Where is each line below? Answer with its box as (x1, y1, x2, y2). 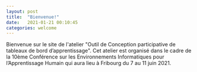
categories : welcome (6, 25, 57, 31)
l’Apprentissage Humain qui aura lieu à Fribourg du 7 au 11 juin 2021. (6, 60, 172, 67)
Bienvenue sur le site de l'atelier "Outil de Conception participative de (6, 41, 176, 48)
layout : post (6, 8, 38, 15)
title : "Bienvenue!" (6, 14, 60, 20)
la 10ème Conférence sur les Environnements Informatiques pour (6, 53, 164, 60)
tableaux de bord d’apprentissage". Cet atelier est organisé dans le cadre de (6, 47, 192, 54)
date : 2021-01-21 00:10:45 (6, 19, 78, 25)
